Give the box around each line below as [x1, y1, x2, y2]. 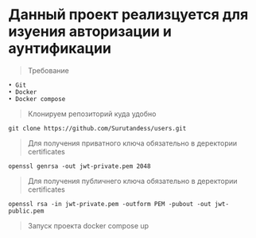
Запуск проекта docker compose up [27, 220, 149, 230]
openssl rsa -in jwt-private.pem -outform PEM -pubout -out [8, 200, 212, 208]
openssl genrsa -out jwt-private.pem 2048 [8, 162, 151, 170]
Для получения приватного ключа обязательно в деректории [27, 138, 238, 148]
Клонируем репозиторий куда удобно [27, 109, 157, 119]
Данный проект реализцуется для [8, 6, 249, 24]
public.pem [8, 207, 45, 215]
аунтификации [8, 40, 111, 57]
